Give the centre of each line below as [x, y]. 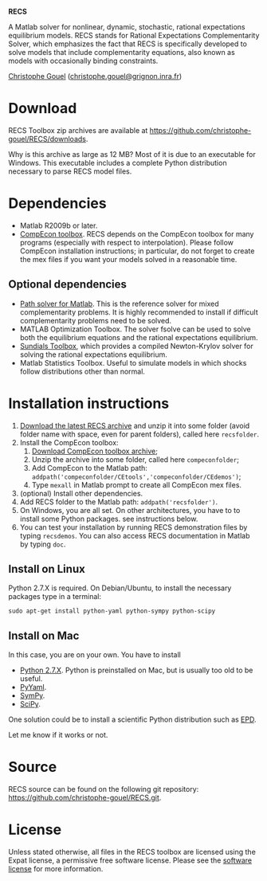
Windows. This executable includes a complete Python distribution [118, 162]
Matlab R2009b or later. [59, 225]
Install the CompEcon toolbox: [69, 442]
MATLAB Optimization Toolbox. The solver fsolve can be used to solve [135, 329]
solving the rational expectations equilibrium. [93, 354]
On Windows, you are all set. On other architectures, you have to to [130, 510]
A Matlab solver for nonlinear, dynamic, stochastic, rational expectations [127, 27]
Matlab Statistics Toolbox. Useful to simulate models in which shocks [133, 362]
